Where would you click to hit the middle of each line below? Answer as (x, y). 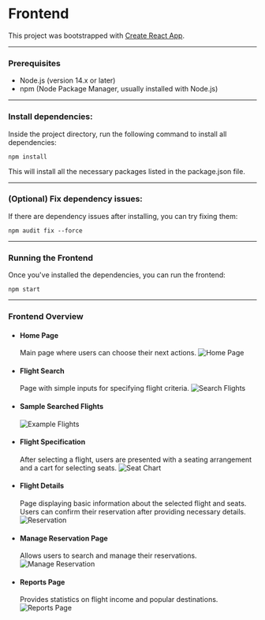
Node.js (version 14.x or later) (67, 80)
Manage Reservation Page (63, 538)
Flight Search (42, 370)
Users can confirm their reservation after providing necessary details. (132, 512)
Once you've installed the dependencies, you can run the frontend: (117, 275)
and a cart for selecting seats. (68, 468)
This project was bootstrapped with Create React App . (97, 35)
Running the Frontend (50, 258)
